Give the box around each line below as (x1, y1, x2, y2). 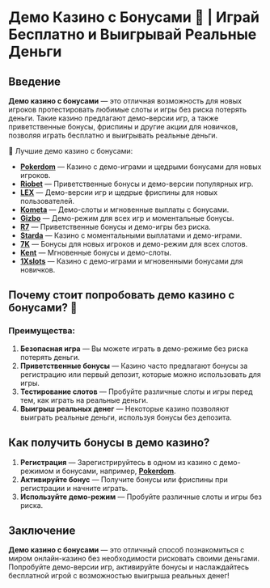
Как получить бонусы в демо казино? (8, 436, 210, 450)
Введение (8, 74, 61, 88)
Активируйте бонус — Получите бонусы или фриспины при (19, 474, 229, 484)
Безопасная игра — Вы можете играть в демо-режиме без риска (19, 344, 249, 353)
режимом (19, 466, 54, 476)
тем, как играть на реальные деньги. (19, 395, 149, 404)
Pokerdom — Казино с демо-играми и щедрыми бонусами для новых (19, 162, 262, 171)
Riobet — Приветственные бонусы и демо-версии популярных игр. (19, 179, 254, 188)
